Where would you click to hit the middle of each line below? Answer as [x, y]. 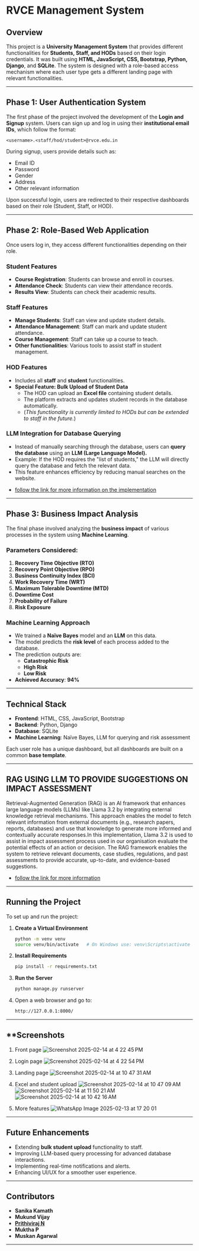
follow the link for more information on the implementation [86, 490]
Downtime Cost [34, 594]
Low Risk [35, 673]
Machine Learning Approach [48, 622]
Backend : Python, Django [46, 725]
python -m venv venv [40, 939]
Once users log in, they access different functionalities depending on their [97, 244]
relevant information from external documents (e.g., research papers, [91, 822]
